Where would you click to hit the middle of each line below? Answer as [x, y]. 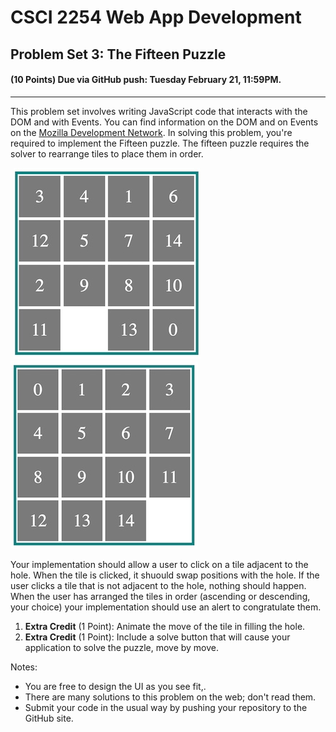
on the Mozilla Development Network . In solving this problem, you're [151, 132]
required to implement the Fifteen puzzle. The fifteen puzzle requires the [160, 143]
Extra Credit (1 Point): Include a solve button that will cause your [157, 637]
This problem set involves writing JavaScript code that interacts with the [159, 111]
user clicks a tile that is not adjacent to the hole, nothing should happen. [158, 585]
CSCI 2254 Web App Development [156, 17]
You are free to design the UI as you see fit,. [115, 686]
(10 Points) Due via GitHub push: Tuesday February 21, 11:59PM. [146, 80]
